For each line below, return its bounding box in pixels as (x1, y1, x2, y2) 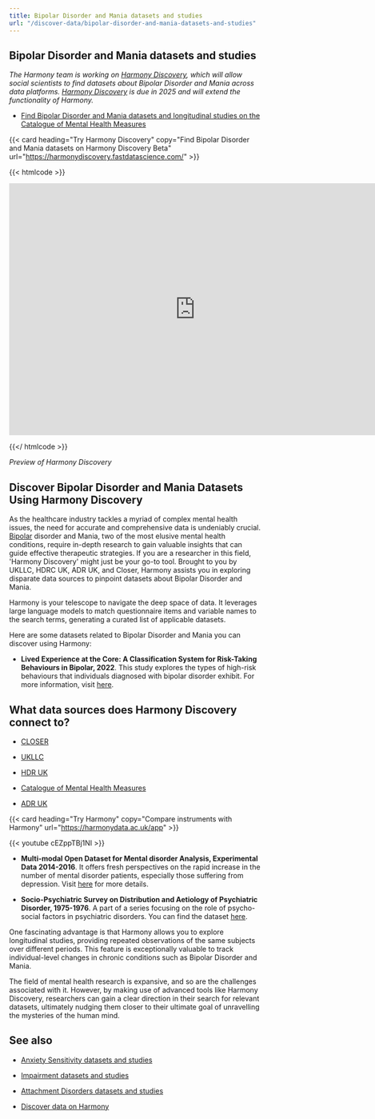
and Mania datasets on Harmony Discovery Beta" (9, 143, 172, 153)
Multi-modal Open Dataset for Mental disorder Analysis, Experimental (20, 853, 258, 863)
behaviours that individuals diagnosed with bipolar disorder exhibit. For (20, 671, 255, 681)
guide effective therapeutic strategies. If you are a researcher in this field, (9, 549, 251, 558)
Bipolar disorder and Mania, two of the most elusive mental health (9, 531, 226, 541)
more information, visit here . (20, 680, 114, 689)
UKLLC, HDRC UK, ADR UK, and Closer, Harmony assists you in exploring (9, 565, 251, 575)
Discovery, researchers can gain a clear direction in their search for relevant (9, 993, 260, 1003)
